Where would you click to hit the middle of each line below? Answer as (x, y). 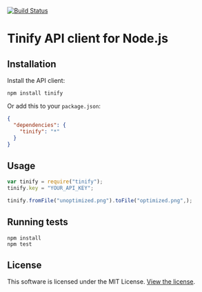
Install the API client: (36, 80)
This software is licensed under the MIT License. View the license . (101, 282)
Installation (32, 64)
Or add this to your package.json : (54, 106)
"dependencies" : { (40, 125)
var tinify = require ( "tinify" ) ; (55, 182)
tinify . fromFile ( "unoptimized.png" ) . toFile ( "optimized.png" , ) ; (100, 200)
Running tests (38, 222)
